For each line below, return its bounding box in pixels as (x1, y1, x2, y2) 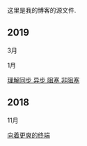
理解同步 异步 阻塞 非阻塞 (7, 75, 80, 84)
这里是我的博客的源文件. (7, 6, 77, 14)
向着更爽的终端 (7, 131, 50, 139)
